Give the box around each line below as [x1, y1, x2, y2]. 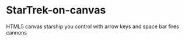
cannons [6, 29, 27, 36]
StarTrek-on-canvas [6, 4, 106, 17]
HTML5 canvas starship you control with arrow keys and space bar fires [6, 23, 179, 30]
